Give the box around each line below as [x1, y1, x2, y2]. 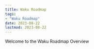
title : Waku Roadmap [5, 7, 47, 12]
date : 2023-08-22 [5, 20, 40, 26]
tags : [5, 12, 16, 16]
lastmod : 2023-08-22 [5, 25, 47, 30]
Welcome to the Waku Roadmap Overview [5, 38, 89, 44]
